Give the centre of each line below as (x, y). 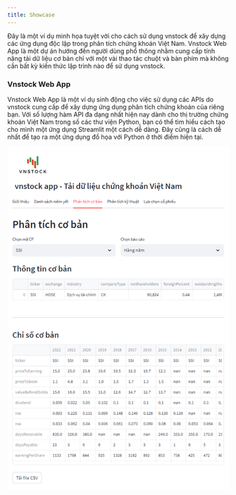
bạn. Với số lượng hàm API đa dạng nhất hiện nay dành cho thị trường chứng (118, 114)
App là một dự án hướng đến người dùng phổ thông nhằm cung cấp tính (111, 51)
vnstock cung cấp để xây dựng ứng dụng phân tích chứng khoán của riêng (116, 106)
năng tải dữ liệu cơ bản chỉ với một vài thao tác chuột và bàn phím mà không (118, 58)
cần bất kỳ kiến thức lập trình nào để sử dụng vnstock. (86, 66)
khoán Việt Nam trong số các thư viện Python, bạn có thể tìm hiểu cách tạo (116, 122)
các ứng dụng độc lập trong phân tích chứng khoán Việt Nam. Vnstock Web (117, 43)
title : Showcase (31, 15)
